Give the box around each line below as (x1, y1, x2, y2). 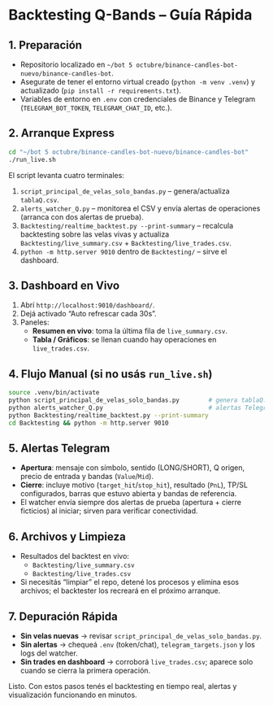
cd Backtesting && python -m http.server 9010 (8, 419, 169, 427)
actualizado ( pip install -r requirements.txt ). (19, 85, 181, 95)
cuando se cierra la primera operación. (19, 665, 151, 675)
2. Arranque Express (8, 126, 115, 140)
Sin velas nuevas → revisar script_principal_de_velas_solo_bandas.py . (19, 631, 262, 640)
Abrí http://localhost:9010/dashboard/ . (19, 300, 155, 310)
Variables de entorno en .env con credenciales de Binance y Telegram (19, 94, 256, 103)
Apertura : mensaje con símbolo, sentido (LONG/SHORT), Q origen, (19, 463, 245, 473)
